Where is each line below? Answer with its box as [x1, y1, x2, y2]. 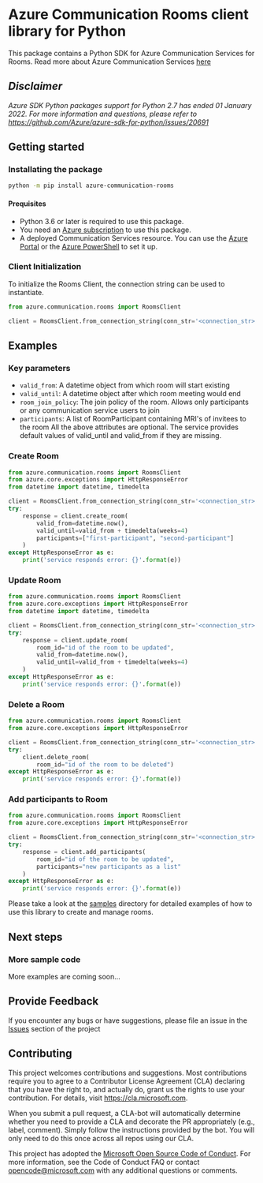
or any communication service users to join [19, 406, 160, 415]
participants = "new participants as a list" [36, 863, 181, 870]
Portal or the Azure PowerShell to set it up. [19, 241, 158, 251]
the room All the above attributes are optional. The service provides [19, 422, 239, 432]
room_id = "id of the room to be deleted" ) [36, 760, 175, 769]
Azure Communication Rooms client [8, 6, 250, 24]
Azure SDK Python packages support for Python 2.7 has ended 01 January [8, 100, 252, 110]
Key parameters [8, 362, 71, 373]
